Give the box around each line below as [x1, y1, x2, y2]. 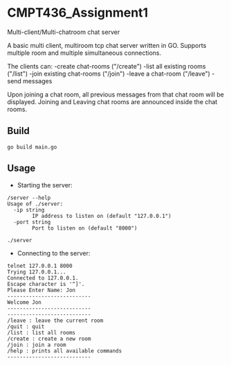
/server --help [7, 194, 51, 201]
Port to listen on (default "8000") [32, 224, 138, 232]
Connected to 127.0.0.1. [7, 274, 79, 282]
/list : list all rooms [7, 329, 76, 336]
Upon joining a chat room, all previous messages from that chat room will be [7, 90, 225, 99]
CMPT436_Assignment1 [7, 5, 149, 21]
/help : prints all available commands [7, 347, 122, 355]
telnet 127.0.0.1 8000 [7, 262, 73, 269]
